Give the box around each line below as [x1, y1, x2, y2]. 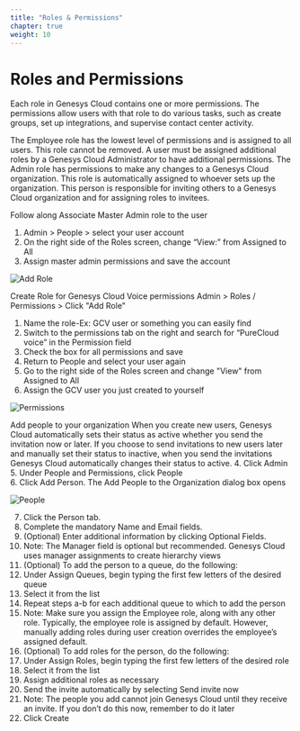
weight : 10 [10, 30, 51, 39]
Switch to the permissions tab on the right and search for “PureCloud [22, 328, 279, 338]
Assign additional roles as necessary [22, 674, 160, 685]
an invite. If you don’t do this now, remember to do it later [22, 703, 235, 714]
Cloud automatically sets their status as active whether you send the [10, 429, 263, 440]
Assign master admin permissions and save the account [22, 256, 231, 266]
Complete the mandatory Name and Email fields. [22, 521, 203, 532]
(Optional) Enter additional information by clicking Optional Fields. [22, 531, 267, 542]
